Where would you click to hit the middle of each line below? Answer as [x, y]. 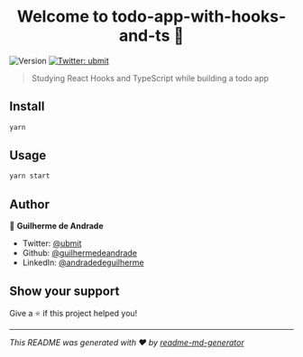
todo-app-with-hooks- [199, 17]
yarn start [30, 176]
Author [29, 204]
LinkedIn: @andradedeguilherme [83, 262]
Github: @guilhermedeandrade [80, 253]
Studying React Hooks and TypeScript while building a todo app [150, 78]
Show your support [64, 291]
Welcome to [63, 17]
